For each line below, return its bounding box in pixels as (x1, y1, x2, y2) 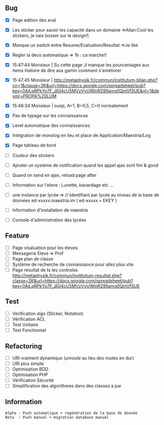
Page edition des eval (12, 17, 56, 23)
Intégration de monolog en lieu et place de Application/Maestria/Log (12, 132, 151, 138)
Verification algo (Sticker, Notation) (12, 310, 84, 316)
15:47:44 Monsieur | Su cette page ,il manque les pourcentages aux (12, 62, 150, 68)
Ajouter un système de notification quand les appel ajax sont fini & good (12, 162, 159, 168)
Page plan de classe (12, 255, 54, 261)
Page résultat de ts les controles (12, 267, 78, 273)
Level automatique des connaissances (12, 123, 90, 128)
